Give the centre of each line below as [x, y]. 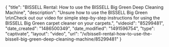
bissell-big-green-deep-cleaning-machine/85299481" [62, 39]
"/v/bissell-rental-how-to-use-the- [116, 34]
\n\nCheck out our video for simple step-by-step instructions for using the [83, 18]
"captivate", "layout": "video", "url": [42, 34]
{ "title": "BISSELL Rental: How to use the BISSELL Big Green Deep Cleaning [84, 7]
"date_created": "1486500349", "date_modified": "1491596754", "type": [80, 28]
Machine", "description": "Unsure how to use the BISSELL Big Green [77, 12]
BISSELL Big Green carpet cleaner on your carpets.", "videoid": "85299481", [85, 23]
